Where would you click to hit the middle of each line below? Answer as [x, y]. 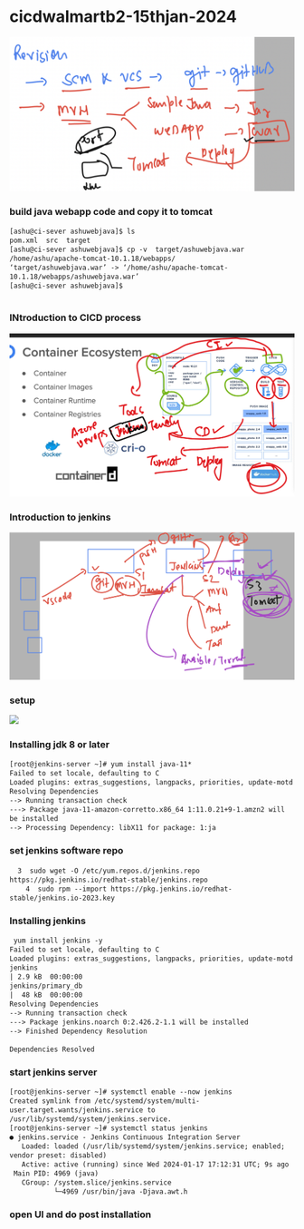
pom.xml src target [50, 240]
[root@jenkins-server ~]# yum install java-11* [101, 765]
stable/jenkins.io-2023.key [62, 898]
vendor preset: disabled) [58, 1156]
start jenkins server [53, 1072]
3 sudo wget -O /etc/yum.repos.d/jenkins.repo [109, 871]
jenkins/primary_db [46, 986]
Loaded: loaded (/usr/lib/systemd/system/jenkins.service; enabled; [153, 1146]
